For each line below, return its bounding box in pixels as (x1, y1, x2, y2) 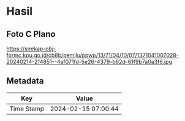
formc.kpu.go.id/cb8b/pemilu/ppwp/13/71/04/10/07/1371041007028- (6, 52, 179, 59)
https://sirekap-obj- (6, 45, 56, 52)
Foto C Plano (6, 29, 56, 39)
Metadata (6, 76, 44, 87)
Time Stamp (9, 104, 45, 113)
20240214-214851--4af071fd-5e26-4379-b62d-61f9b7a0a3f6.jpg (6, 58, 173, 65)
